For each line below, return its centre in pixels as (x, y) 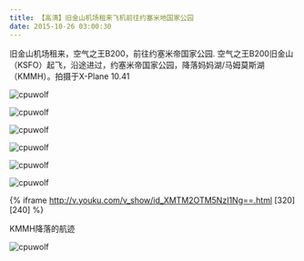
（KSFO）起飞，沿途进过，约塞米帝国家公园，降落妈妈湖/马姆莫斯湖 (137, 65)
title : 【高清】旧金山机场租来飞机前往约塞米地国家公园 (101, 18)
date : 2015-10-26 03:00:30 (61, 26)
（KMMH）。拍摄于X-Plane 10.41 (70, 76)
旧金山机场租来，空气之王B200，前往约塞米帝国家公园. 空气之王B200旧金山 (152, 53)
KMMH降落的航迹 (42, 228)
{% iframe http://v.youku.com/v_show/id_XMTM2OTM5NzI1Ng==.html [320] (152, 200)
